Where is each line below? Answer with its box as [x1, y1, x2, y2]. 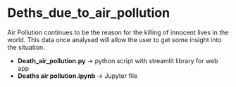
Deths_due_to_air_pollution [7, 5, 170, 21]
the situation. [7, 43, 46, 51]
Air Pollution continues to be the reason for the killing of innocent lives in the [7, 28, 229, 36]
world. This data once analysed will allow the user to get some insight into [7, 35, 222, 43]
